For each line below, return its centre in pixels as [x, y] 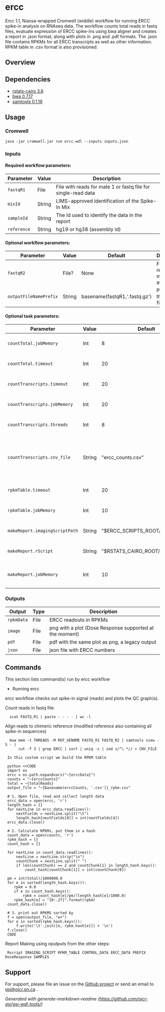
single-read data [75, 193]
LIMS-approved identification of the [97, 201]
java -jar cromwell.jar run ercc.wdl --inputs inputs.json [67, 141]
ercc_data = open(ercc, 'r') [37, 801]
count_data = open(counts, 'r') [40, 835]
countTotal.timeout [30, 364]
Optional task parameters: [32, 316]
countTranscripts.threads [38, 425]
